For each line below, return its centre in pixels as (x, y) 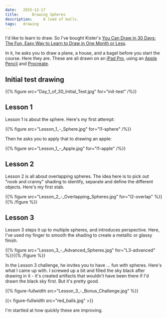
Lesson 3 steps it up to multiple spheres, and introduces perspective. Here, (82, 230)
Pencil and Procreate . (27, 64)
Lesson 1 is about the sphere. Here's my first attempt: (60, 119)
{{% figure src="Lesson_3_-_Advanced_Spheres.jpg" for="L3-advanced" (80, 250)
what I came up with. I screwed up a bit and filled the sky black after (75, 270)
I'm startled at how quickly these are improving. (54, 310)
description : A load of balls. (42, 19)
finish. (11, 240)
